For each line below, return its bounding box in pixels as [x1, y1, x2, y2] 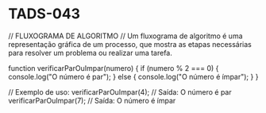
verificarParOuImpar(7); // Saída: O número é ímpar [8, 95, 176, 105]
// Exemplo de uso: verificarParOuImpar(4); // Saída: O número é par [8, 87, 232, 96]
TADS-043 [8, 5, 81, 23]
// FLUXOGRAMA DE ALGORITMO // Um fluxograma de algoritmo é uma [8, 31, 244, 41]
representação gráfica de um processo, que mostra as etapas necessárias [8, 39, 253, 49]
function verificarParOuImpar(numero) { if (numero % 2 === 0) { [8, 63, 219, 72]
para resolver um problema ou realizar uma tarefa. [8, 48, 173, 57]
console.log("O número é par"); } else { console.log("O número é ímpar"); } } [8, 72, 259, 81]
